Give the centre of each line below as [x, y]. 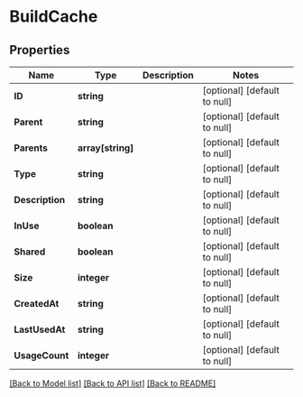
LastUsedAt [40, 329]
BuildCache [54, 17]
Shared [30, 252]
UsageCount [41, 355]
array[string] [106, 148]
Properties [40, 50]
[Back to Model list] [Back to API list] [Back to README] [113, 383]
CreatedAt [37, 304]
